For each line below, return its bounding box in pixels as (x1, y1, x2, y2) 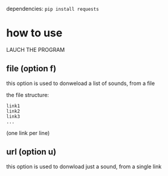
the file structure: (6, 91, 50, 98)
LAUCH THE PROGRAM (6, 46, 65, 53)
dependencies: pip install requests (6, 5, 99, 12)
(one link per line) (6, 129, 50, 136)
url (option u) (6, 147, 56, 157)
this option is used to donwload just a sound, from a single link (6, 163, 162, 170)
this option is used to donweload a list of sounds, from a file (6, 80, 155, 87)
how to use (6, 27, 63, 40)
